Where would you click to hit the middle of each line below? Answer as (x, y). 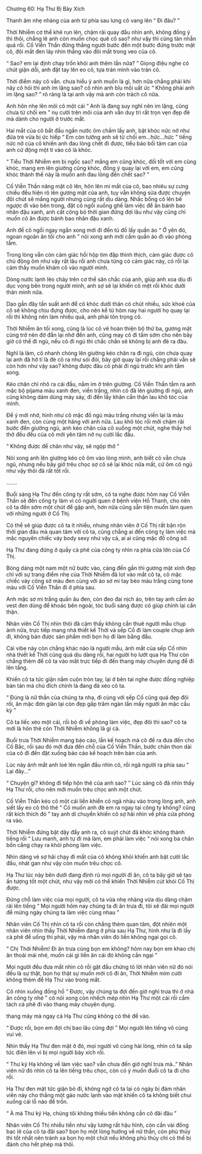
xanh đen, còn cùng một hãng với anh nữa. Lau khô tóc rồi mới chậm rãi (95, 421)
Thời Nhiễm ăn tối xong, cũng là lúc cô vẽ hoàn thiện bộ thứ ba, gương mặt (99, 328)
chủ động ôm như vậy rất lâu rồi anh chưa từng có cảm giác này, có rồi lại (97, 261)
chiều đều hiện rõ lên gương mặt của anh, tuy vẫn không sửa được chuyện (99, 193)
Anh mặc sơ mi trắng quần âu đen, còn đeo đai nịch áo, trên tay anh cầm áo (100, 599)
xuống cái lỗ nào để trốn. (37, 1102)
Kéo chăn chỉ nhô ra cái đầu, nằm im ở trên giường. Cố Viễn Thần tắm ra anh (101, 384)
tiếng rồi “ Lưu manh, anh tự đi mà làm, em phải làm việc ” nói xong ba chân (100, 839)
